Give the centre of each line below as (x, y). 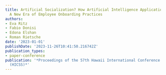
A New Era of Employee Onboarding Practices (56, 14)
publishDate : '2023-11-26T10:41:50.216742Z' (52, 46)
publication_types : (25, 51)
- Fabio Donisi (21, 28)
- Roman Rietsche (23, 37)
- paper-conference (25, 56)
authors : (14, 19)
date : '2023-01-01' (25, 42)
